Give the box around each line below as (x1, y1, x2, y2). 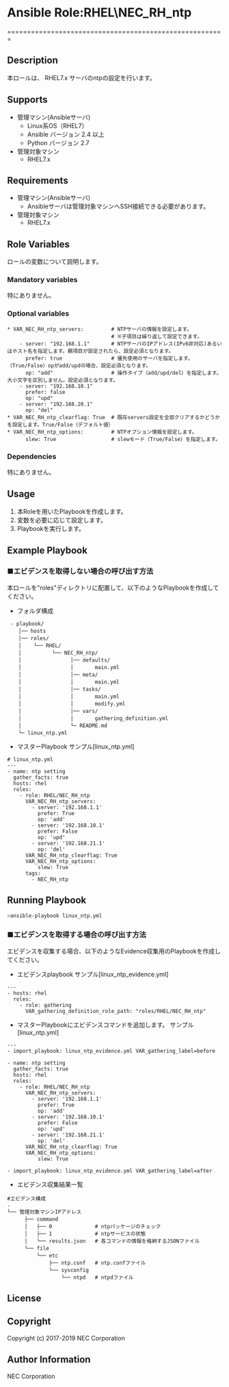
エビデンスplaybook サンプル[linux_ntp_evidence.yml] (16, 970, 169, 978)
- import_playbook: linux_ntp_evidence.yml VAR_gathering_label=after (7, 1167, 213, 1174)
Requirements (7, 175, 68, 186)
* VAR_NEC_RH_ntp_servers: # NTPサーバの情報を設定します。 (7, 325, 193, 333)
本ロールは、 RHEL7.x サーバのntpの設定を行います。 (7, 73, 156, 82)
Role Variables (7, 238, 70, 250)
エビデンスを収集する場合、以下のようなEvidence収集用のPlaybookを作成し (7, 947, 221, 955)
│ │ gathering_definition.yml (18, 714, 169, 722)
